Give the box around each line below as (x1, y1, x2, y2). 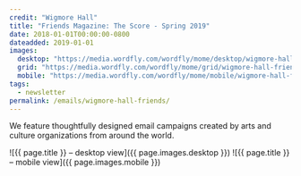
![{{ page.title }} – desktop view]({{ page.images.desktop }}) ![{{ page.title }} (9, 147, 290, 158)
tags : (9, 80, 30, 88)
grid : (17, 63, 39, 72)
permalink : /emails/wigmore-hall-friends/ (9, 96, 170, 105)
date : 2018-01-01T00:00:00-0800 (9, 29, 130, 38)
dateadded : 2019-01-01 (9, 38, 94, 47)
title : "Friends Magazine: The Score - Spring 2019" (9, 21, 211, 30)
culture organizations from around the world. (9, 130, 175, 141)
